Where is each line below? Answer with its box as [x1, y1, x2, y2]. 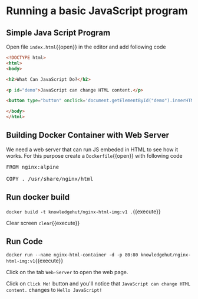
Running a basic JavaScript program [6, 4, 188, 18]
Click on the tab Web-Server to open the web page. [6, 269, 128, 276]
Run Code [6, 236, 43, 246]
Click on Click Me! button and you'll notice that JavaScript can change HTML [6, 280, 191, 287]
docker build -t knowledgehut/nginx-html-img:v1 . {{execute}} [6, 208, 161, 215]
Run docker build [6, 192, 70, 202]
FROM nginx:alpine [6, 164, 60, 170]
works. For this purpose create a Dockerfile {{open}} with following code [6, 152, 183, 159]
